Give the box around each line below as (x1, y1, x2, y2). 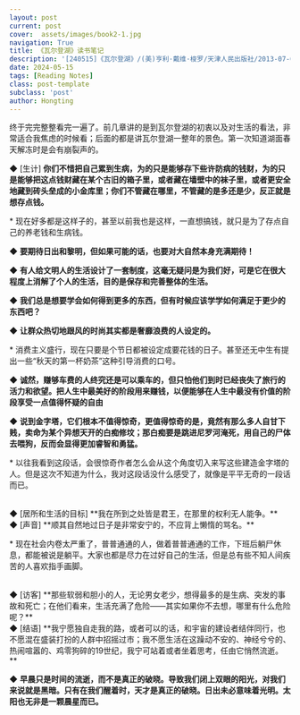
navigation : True (9, 38, 74, 47)
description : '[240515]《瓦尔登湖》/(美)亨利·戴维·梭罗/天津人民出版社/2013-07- (9, 55, 290, 64)
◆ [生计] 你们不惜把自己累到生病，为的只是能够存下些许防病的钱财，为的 (9, 163, 279, 174)
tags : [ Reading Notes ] (9, 72, 94, 81)
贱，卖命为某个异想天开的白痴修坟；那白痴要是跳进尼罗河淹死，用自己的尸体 (9, 427, 291, 438)
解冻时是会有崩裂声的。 (16, 144, 104, 155)
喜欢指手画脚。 (32, 561, 87, 572)
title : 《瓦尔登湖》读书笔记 (9, 47, 104, 55)
